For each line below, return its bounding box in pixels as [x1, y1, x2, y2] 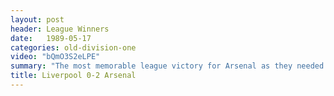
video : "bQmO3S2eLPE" [10, 52, 101, 62]
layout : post [10, 14, 65, 25]
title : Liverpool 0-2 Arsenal [10, 71, 137, 81]
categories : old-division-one [10, 42, 137, 53]
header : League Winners [10, 24, 110, 34]
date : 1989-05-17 [10, 33, 92, 43]
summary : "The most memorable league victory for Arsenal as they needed [10, 61, 325, 71]
